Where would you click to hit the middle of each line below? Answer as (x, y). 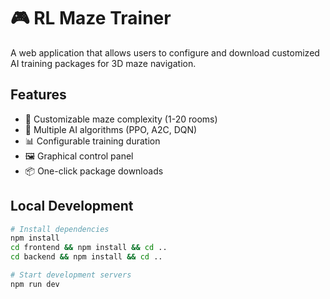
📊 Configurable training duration (92, 141)
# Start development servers (71, 275)
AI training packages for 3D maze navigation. (103, 63)
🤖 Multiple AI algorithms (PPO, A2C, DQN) (111, 129)
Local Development (72, 206)
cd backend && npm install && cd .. (86, 257)
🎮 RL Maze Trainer (91, 18)
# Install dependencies (60, 229)
